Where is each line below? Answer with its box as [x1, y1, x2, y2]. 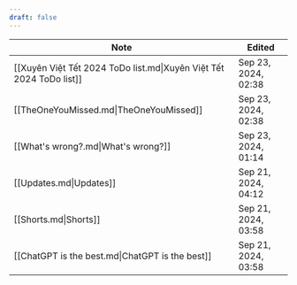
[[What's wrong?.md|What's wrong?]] [13, 140, 171, 152]
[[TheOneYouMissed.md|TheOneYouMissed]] [13, 104, 203, 116]
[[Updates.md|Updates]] [13, 176, 117, 189]
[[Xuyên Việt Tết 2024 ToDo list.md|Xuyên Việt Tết [13, 61, 225, 73]
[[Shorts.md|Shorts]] [13, 213, 101, 226]
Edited [247, 41, 276, 53]
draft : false [9, 12, 57, 22]
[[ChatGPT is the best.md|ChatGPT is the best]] [13, 250, 212, 262]
